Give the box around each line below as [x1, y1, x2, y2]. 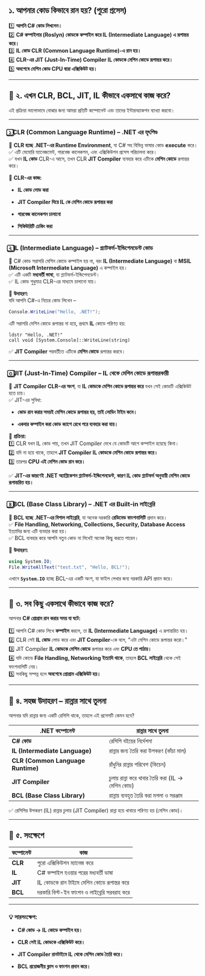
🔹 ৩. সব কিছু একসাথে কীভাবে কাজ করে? [8, 598, 115, 608]
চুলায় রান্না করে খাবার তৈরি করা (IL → [109, 774, 183, 782]
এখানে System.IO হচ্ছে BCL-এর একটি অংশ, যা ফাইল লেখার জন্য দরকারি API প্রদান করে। [8, 575, 174, 582]
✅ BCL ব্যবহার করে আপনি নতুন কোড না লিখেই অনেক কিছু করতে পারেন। [8, 534, 139, 541]
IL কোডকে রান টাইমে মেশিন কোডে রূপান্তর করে [37, 878, 130, 886]
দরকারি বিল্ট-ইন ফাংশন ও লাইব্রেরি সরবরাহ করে [37, 888, 130, 896]
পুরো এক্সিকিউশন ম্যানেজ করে [37, 859, 94, 867]
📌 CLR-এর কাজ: [8, 174, 42, 181]
